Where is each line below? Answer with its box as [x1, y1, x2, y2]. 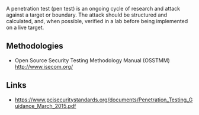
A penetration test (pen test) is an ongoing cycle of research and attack [6, 5, 181, 12]
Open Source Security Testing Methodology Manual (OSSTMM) [14, 56, 170, 64]
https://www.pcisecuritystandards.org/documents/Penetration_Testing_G [14, 96, 193, 103]
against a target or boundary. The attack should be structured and [6, 11, 168, 18]
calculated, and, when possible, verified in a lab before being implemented [6, 18, 188, 24]
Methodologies [6, 41, 63, 51]
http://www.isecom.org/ [14, 63, 73, 70]
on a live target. [6, 24, 44, 31]
